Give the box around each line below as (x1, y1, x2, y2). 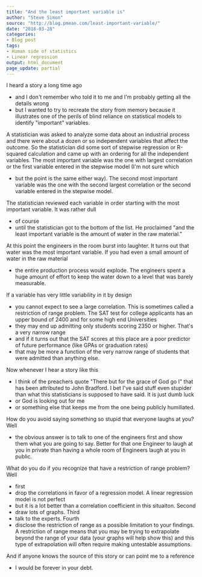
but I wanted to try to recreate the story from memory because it (14, 107, 176, 114)
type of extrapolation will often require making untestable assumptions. (14, 541, 192, 548)
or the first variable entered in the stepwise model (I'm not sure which (6, 163, 180, 170)
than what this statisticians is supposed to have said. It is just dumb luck (14, 391, 194, 398)
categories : (6, 31, 36, 38)
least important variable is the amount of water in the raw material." (14, 231, 183, 238)
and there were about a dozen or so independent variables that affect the (6, 137, 188, 145)
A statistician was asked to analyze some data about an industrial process (6, 131, 190, 138)
